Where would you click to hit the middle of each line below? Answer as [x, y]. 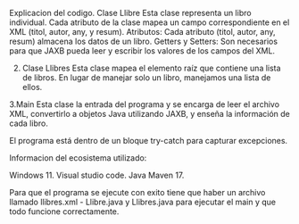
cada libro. [29, 123]
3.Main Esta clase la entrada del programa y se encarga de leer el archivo [144, 104]
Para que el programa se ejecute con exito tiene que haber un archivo [137, 192]
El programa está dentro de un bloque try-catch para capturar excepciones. [149, 141]
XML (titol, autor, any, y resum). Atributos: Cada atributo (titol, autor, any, [142, 32]
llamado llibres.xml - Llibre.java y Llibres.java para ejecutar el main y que [143, 202]
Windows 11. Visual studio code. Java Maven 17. [97, 175]
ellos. [32, 87]
